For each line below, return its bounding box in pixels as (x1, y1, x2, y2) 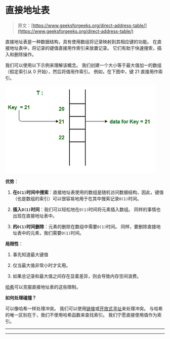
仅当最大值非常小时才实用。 (12, 262, 71, 268)
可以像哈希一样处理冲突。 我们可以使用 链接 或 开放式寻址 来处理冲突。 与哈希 (5, 305, 163, 312)
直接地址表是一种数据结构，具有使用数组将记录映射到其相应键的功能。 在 (5, 39, 157, 45)
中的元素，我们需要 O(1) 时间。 (21, 230, 84, 236)
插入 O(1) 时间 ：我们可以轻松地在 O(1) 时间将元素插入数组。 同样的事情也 (12, 206, 161, 212)
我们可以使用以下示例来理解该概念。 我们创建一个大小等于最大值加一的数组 (5, 62, 162, 68)
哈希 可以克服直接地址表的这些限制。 (5, 284, 81, 290)
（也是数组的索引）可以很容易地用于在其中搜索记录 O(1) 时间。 (12, 195, 142, 201)
